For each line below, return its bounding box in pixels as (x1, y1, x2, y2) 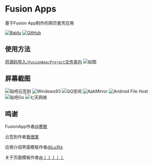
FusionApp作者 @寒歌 (5, 124, 47, 130)
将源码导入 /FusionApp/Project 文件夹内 (5, 59, 82, 65)
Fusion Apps (5, 3, 56, 15)
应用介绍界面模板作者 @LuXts (5, 144, 63, 150)
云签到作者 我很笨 (5, 134, 39, 140)
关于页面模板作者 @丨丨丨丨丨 (5, 154, 64, 161)
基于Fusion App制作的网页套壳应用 (5, 20, 74, 26)
